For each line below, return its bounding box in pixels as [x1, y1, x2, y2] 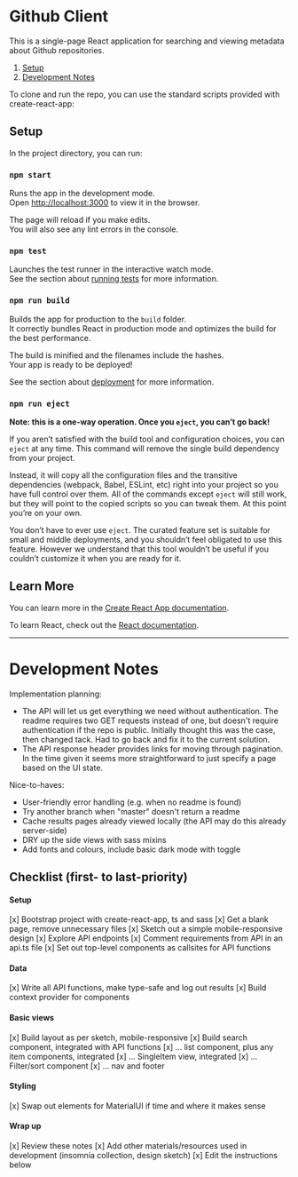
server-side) [21, 824, 68, 836]
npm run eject [9, 398, 70, 409]
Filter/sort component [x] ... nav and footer [9, 1060, 165, 1071]
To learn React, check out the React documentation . [9, 619, 200, 630]
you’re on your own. [9, 507, 82, 518]
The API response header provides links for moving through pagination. [21, 744, 284, 754]
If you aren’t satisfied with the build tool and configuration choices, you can [9, 433, 286, 444]
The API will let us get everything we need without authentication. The [21, 705, 279, 716]
